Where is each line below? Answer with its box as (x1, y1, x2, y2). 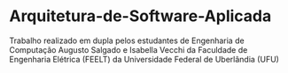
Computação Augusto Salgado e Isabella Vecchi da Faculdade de (9, 44, 248, 55)
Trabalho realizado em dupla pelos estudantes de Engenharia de (9, 35, 245, 46)
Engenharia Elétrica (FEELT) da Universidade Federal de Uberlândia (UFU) (9, 54, 279, 64)
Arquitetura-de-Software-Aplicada (9, 6, 272, 26)
